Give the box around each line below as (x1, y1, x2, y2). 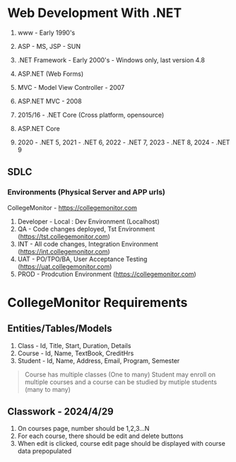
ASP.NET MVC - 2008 (17, 97, 83, 105)
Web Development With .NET (7, 5, 182, 21)
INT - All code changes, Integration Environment (17, 239, 159, 248)
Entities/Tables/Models (7, 323, 112, 335)
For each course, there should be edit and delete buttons (17, 432, 184, 440)
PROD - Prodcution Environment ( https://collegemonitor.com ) (17, 270, 196, 278)
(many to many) (24, 385, 71, 393)
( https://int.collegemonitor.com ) (17, 247, 111, 255)
